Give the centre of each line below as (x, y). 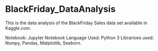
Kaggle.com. (18, 28)
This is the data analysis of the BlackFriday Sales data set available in (76, 23)
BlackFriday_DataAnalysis (60, 9)
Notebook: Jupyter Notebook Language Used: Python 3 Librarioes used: (79, 38)
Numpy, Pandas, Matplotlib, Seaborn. (43, 43)
